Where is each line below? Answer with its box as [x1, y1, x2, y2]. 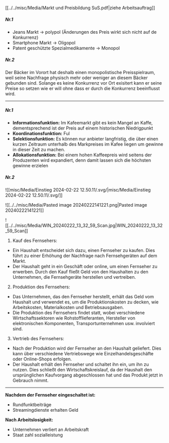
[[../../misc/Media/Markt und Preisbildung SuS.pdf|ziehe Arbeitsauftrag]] [5, 5, 155, 11]
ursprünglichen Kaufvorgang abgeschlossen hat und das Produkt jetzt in [12, 372, 163, 378]
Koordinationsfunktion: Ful [12, 130, 70, 136]
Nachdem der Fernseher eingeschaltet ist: [5, 392, 96, 398]
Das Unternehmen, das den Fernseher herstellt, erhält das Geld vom [12, 293, 154, 299]
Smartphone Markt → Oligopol [12, 39, 75, 45]
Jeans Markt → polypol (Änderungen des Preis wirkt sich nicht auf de [12, 29, 157, 35]
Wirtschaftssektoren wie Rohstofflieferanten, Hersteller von [12, 315, 136, 321]
